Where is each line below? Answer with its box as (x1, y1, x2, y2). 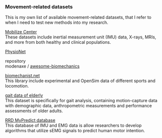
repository (5, 58, 26, 64)
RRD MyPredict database (5, 118, 56, 123)
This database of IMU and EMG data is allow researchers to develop (5, 122, 142, 128)
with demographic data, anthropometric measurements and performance (5, 103, 152, 109)
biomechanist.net (5, 73, 40, 79)
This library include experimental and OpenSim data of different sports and (5, 78, 156, 84)
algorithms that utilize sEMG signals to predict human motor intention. (5, 128, 145, 134)
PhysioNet (5, 49, 26, 54)
